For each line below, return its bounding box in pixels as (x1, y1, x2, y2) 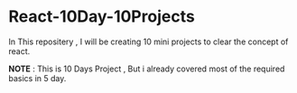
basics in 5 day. (8, 72, 67, 83)
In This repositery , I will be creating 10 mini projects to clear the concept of (8, 36, 289, 47)
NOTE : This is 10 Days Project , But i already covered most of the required (8, 63, 285, 74)
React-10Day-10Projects (8, 6, 195, 27)
